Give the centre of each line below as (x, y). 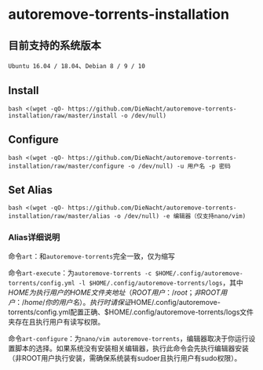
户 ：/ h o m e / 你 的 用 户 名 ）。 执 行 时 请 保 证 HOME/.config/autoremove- (115, 302)
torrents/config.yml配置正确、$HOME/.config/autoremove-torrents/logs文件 (131, 312)
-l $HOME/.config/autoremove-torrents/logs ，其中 (161, 282)
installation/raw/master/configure (66, 166)
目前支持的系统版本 (55, 45)
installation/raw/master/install (63, 115)
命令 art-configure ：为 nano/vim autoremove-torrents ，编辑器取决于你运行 (128, 338)
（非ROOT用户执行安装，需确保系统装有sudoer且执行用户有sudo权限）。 (125, 357)
